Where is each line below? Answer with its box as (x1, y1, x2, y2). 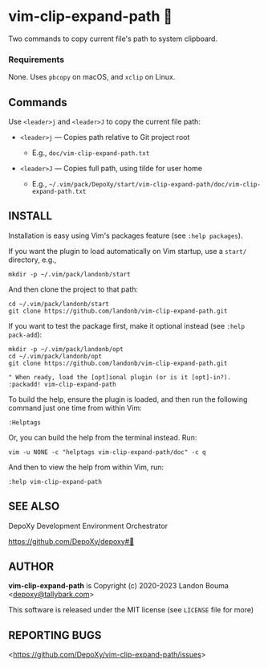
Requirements (8, 54, 65, 65)
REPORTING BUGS (8, 628, 102, 642)
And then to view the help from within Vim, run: (8, 462, 164, 472)
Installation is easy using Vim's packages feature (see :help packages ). (8, 231, 243, 240)
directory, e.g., (8, 255, 57, 264)
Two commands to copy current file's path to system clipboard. (8, 34, 218, 43)
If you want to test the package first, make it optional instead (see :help (8, 321, 246, 330)
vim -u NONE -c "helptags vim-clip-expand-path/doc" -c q (8, 448, 206, 456)
